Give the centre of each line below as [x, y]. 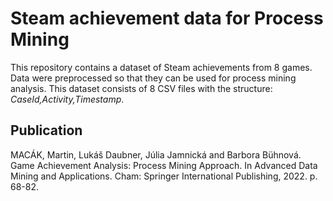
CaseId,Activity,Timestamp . [67, 99]
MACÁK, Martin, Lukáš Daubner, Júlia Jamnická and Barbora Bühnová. [156, 154]
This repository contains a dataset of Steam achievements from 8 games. [161, 67]
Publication [46, 130]
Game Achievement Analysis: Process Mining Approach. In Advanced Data [164, 165]
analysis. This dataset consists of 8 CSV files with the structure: [141, 88]
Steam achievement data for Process [167, 18]
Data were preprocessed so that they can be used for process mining [153, 78]
